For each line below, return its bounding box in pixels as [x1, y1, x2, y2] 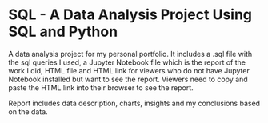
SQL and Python [8, 22, 118, 41]
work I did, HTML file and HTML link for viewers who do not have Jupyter [8, 65, 250, 75]
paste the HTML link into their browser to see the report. [8, 82, 194, 93]
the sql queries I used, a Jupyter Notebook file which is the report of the [8, 58, 246, 67]
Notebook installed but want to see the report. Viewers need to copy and [8, 74, 248, 84]
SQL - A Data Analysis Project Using [8, 6, 253, 24]
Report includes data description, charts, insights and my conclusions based [8, 98, 261, 108]
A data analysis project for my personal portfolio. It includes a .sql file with [8, 49, 253, 58]
